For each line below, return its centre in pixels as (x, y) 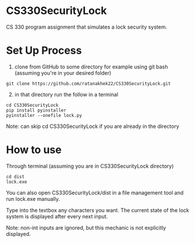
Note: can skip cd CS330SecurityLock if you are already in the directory (93, 126)
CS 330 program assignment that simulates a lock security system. (87, 27)
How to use (34, 150)
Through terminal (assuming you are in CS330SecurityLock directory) (90, 166)
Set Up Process (44, 51)
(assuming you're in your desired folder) (63, 73)
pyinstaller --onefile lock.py (44, 115)
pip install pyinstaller (36, 110)
